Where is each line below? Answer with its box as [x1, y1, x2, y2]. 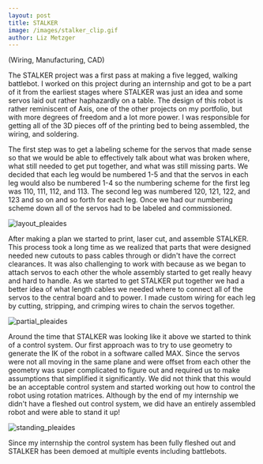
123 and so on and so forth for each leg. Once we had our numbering [8, 195, 233, 205]
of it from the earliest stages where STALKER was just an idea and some [8, 88, 243, 97]
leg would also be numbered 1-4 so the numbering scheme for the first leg [8, 179, 250, 188]
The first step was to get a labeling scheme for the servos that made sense [8, 145, 253, 154]
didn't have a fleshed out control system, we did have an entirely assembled [8, 399, 256, 409]
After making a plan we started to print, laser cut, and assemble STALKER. [8, 234, 249, 243]
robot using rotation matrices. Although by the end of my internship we [8, 390, 239, 400]
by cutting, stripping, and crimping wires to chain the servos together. [8, 301, 235, 311]
